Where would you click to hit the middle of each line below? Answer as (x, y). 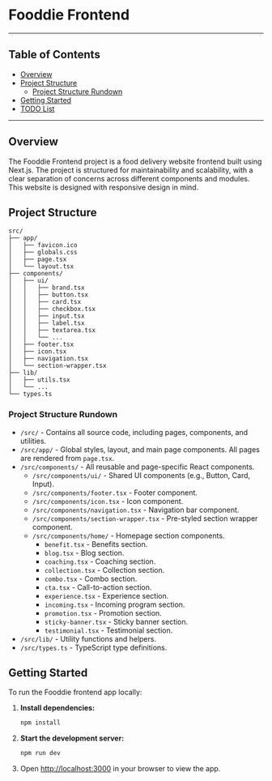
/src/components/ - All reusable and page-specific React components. (137, 467)
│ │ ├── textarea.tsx (52, 331)
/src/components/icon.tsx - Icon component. (108, 501)
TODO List (37, 109)
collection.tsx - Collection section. (104, 570)
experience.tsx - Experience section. (106, 595)
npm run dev (40, 753)
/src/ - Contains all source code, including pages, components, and (134, 432)
